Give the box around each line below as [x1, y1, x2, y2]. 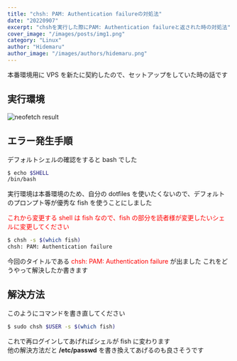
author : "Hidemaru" [7, 43, 65, 50]
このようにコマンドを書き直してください [7, 308, 126, 317]
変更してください [19, 222, 70, 231]
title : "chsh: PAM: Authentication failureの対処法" [7, 10, 162, 18]
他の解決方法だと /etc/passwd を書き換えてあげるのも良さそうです [7, 345, 204, 354]
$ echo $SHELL [7, 169, 50, 176]
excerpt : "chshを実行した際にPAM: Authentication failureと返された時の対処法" [7, 23, 231, 31]
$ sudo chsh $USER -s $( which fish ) [7, 323, 116, 330]
